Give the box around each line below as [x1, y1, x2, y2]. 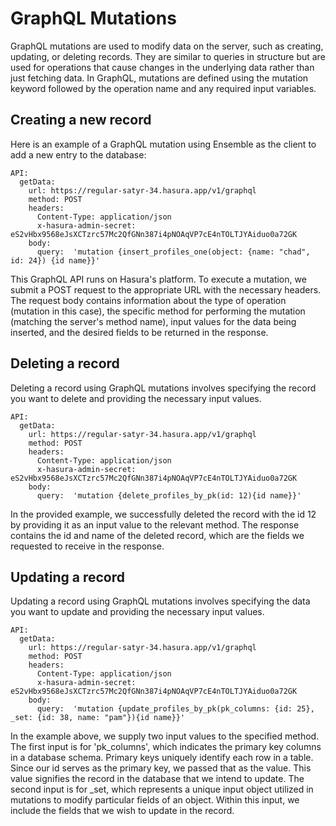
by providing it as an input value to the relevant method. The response [10, 518, 300, 531]
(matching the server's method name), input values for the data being [10, 315, 297, 327]
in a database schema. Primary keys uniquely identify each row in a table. [10, 752, 314, 764]
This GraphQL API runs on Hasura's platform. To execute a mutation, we [10, 273, 307, 285]
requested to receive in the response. [10, 540, 165, 552]
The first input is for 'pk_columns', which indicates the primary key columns [10, 741, 322, 753]
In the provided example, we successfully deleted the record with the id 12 [10, 508, 317, 520]
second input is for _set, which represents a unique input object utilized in [10, 783, 314, 796]
